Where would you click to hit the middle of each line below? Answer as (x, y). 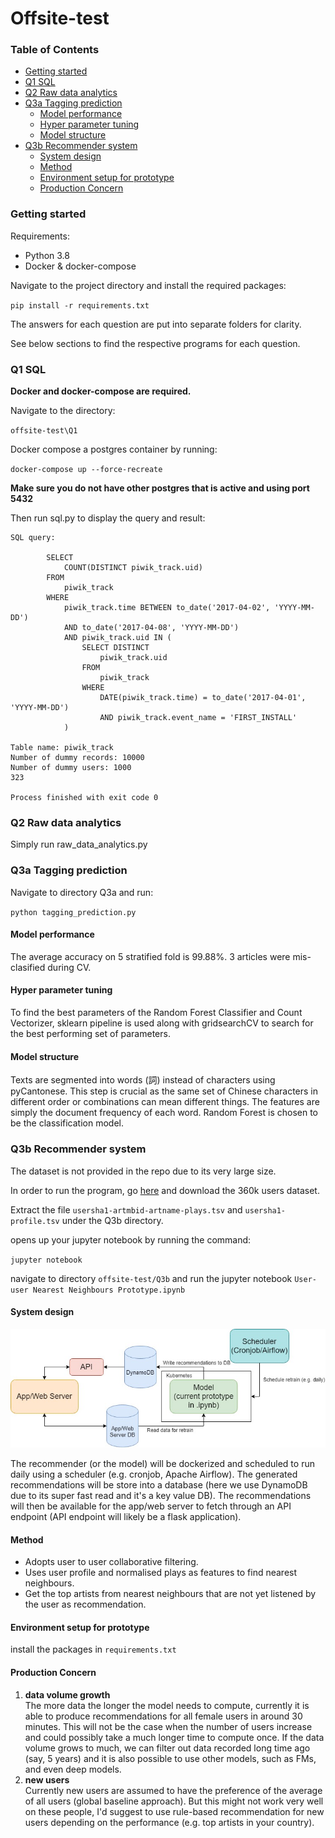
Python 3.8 (47, 255)
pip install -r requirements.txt (80, 305)
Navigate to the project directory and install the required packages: (148, 285)
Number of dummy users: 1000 (71, 768)
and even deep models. (73, 1769)
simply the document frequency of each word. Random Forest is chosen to (164, 1113)
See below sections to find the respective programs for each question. (155, 343)
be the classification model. (67, 1123)
